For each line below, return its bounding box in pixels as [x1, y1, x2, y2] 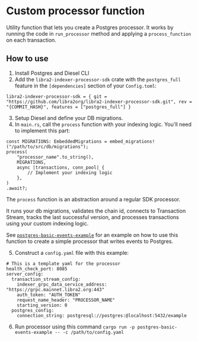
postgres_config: [11, 307, 55, 313]
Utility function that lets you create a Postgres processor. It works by [6, 24, 174, 31]
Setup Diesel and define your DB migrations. [14, 114, 123, 121]
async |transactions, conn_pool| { [17, 165, 105, 170]
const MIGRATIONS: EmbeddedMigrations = [6, 138, 108, 144]
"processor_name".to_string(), [17, 154, 94, 160]
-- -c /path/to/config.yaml [55, 329, 124, 335]
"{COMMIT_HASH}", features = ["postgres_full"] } [6, 104, 132, 110]
